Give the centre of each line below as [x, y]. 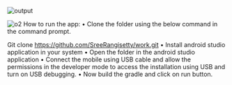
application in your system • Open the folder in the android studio [101, 52]
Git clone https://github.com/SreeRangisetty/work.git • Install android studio [116, 45]
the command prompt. [39, 31]
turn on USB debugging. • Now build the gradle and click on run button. [110, 74]
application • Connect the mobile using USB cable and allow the [99, 59]
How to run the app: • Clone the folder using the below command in [121, 24]
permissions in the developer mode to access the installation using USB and [116, 67]
